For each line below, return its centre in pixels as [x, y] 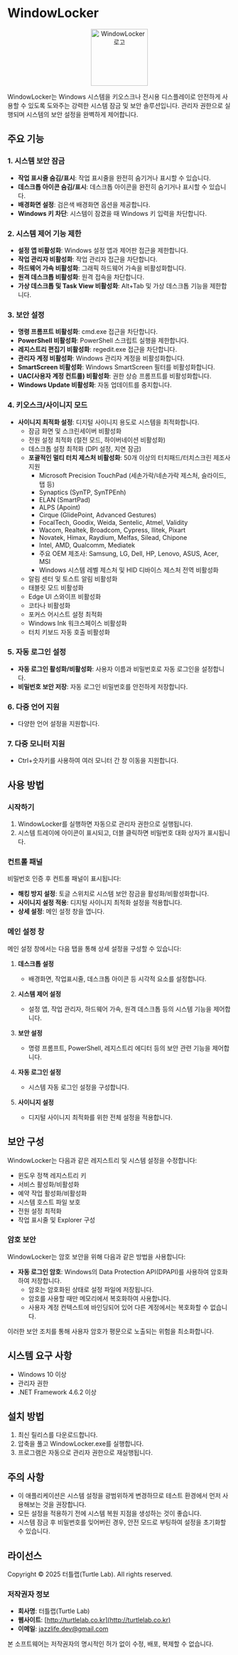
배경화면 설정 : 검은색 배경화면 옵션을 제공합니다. [84, 205]
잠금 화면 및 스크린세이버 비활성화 [75, 430]
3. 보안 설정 [26, 315]
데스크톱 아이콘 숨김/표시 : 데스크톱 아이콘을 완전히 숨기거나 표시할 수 [112, 187]
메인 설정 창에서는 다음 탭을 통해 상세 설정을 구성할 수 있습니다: [94, 948]
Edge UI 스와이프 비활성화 [65, 596]
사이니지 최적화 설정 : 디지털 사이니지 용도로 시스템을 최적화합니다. [108, 422]
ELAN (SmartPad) [65, 499]
